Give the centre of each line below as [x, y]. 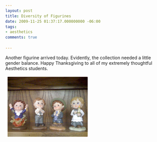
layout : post [19, 11]
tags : [11, 27]
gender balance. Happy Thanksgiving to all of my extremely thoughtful [79, 63]
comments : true [21, 37]
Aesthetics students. [27, 68]
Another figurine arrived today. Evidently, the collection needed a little [78, 58]
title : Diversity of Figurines [38, 16]
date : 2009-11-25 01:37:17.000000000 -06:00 [53, 21]
